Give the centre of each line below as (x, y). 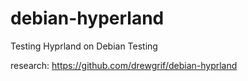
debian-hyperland (87, 18)
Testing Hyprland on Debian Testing (84, 46)
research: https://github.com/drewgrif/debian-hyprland (124, 65)
